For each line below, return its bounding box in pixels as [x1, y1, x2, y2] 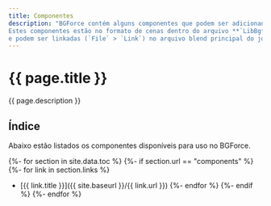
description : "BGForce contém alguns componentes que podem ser [8, 19, 229, 27]
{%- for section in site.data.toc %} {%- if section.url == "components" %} [8, 157, 254, 166]
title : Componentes [8, 11, 74, 20]
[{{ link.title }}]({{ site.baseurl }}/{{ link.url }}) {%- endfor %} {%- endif [19, 181, 253, 190]
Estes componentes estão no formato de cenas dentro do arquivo [8, 27, 229, 35]
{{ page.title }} [8, 69, 108, 87]
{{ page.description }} [8, 96, 81, 106]
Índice [8, 119, 40, 133]
